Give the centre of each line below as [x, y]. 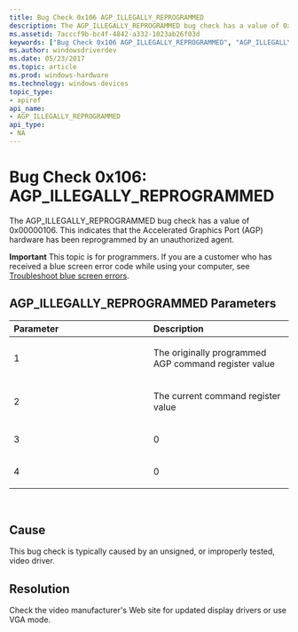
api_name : [27, 108]
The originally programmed [210, 352]
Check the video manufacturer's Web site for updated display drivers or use [148, 611]
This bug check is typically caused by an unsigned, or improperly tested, [142, 551]
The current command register [217, 396]
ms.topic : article [43, 68]
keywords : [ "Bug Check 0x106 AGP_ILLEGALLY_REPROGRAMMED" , [121, 42]
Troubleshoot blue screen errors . [70, 276]
